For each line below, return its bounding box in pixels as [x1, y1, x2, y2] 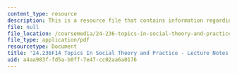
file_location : [7, 30, 52, 37]
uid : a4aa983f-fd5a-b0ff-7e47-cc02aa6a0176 [7, 56, 138, 63]
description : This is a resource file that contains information [7, 17, 203, 24]
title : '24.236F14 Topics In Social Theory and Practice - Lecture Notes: [7, 50, 232, 57]
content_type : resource [7, 10, 78, 18]
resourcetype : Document [7, 43, 78, 50]
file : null [7, 23, 39, 30]
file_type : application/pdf [7, 37, 90, 44]
